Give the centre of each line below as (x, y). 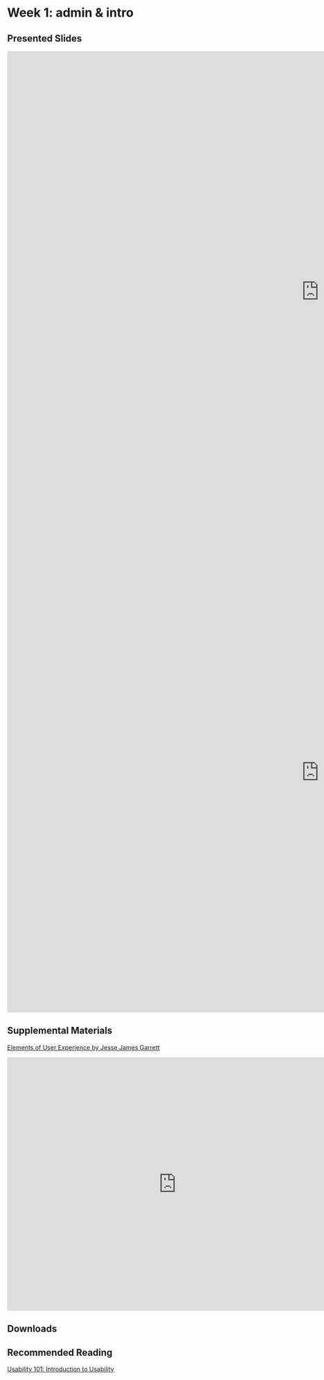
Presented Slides (45, 38)
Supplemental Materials (60, 1031)
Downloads (32, 1329)
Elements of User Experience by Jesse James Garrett (84, 1047)
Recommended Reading (60, 1353)
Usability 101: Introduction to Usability (61, 1369)
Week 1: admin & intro (70, 13)
